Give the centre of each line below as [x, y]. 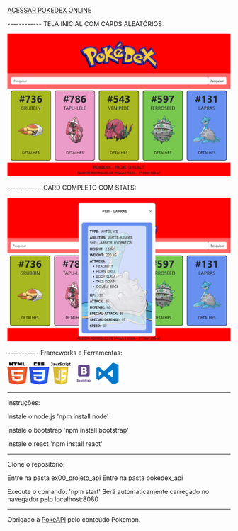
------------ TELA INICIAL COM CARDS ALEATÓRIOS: [86, 24]
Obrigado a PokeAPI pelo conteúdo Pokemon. [74, 519]
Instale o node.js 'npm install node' [58, 416]
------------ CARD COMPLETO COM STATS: [72, 188]
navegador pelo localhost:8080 [53, 499]
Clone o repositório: [36, 464]
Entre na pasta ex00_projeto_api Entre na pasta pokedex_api [95, 478]
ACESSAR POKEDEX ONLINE [50, 10]
